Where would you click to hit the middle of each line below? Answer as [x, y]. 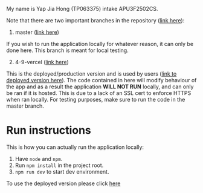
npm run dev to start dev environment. [62, 171]
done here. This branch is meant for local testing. [67, 50]
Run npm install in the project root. [59, 165]
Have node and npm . [39, 159]
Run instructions [49, 130]
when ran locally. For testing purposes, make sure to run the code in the [96, 100]
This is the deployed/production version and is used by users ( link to [92, 74]
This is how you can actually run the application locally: [75, 147]
